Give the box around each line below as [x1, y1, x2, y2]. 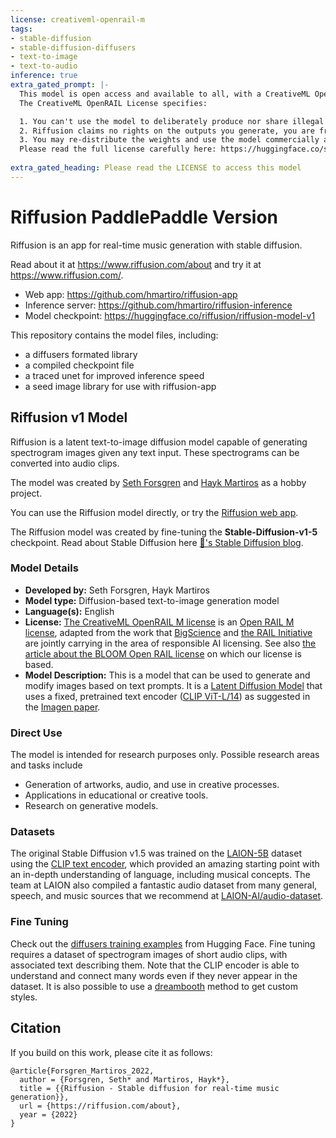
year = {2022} [19, 1109, 78, 1120]
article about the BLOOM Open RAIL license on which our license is [24, 647, 302, 660]
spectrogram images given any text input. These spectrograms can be [10, 446, 300, 458]
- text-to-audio [10, 61, 78, 71]
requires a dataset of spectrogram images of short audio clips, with [10, 948, 288, 960]
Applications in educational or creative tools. [24, 789, 209, 801]
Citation [10, 1020, 62, 1037]
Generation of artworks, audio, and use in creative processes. [24, 779, 280, 791]
